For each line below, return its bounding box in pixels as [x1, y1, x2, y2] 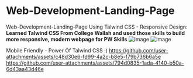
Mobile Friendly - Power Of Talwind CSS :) [6, 47, 108, 54]
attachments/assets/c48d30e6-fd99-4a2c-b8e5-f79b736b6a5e [6, 53, 161, 60]
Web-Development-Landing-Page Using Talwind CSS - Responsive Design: [6, 23, 188, 30]
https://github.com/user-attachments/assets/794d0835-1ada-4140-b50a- [6, 59, 184, 66]
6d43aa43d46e [6, 65, 44, 72]
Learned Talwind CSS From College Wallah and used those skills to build [6, 29, 185, 36]
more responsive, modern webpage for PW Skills [6, 36, 127, 42]
